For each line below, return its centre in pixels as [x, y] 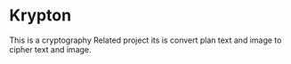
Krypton [40, 16]
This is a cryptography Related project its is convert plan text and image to [145, 40]
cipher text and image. [50, 49]
